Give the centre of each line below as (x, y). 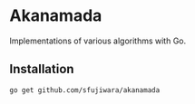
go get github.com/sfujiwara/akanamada (85, 90)
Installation (42, 69)
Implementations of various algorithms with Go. (98, 41)
